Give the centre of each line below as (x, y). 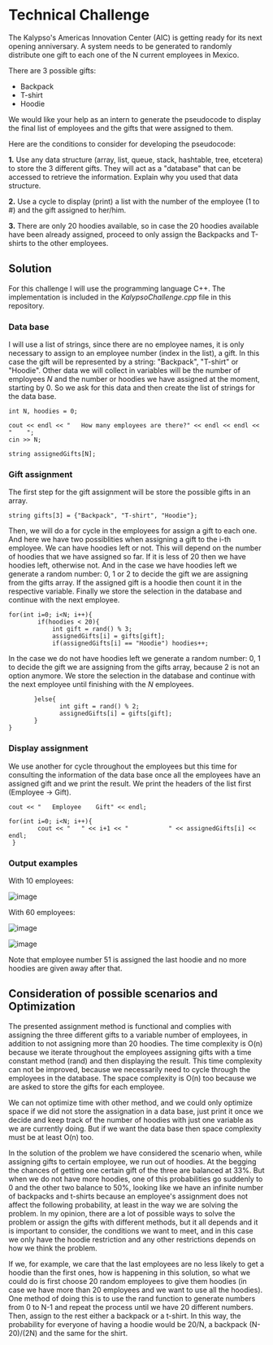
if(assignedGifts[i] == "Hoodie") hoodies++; (130, 644)
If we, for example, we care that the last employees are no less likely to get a (136, 1264)
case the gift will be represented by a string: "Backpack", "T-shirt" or (123, 362)
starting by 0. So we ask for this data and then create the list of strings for (132, 388)
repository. (26, 305)
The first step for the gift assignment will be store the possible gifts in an (130, 492)
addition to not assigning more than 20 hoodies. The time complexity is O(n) (136, 1043)
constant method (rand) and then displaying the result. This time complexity (135, 1061)
